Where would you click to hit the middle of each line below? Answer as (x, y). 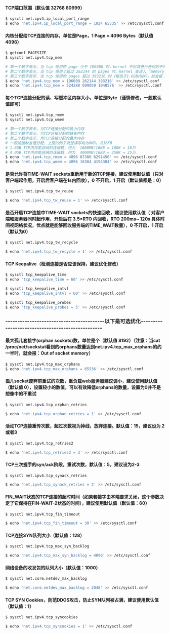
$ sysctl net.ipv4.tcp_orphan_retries (46, 405)
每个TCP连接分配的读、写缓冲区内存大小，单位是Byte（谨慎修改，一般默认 (83, 97)
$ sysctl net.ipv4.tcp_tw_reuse (39, 191)
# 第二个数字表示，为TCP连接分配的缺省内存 (45, 134)
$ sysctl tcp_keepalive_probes (38, 302)
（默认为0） (18, 231)
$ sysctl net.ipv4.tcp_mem (34, 58)
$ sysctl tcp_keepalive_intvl (37, 289)
